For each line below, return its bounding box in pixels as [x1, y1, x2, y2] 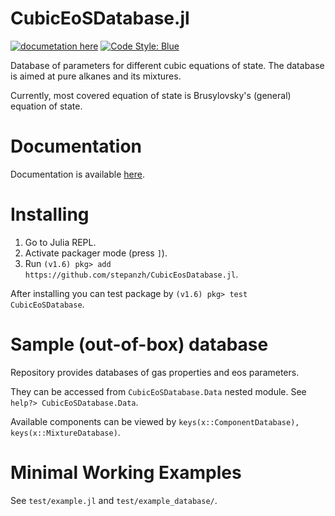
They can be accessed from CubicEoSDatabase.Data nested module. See [10, 385, 307, 397]
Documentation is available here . [10, 168, 145, 180]
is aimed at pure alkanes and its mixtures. [10, 70, 182, 82]
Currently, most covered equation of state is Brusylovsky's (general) [10, 89, 292, 101]
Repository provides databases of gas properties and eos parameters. [10, 366, 300, 378]
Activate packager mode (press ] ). [24, 247, 168, 259]
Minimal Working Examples [10, 461, 242, 484]
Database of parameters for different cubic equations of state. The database [10, 59, 325, 71]
